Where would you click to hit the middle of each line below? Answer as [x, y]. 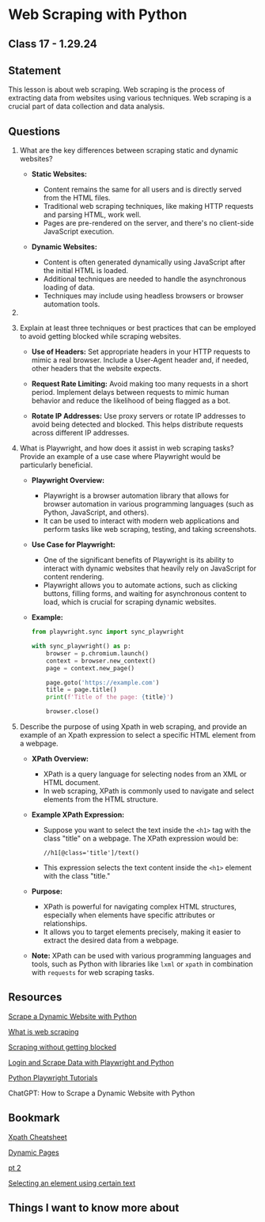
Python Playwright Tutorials [53, 1077]
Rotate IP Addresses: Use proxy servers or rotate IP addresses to [138, 416]
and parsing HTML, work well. [92, 214]
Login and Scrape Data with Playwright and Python [91, 1062]
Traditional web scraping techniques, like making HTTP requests [148, 207]
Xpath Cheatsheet [38, 1137]
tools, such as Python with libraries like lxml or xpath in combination [142, 964]
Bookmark [34, 1118]
